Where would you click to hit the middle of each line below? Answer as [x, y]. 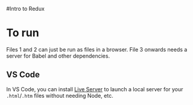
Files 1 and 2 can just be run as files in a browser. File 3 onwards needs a [97, 49]
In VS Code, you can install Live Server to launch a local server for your [95, 89]
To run [23, 33]
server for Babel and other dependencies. [58, 56]
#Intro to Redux [26, 9]
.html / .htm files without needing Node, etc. [60, 95]
